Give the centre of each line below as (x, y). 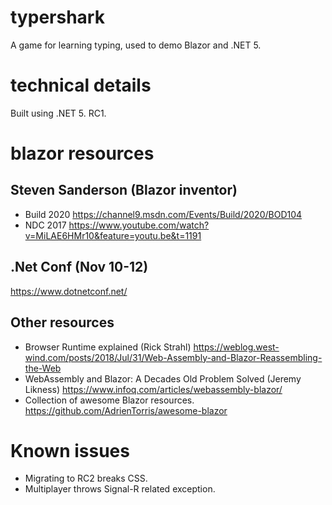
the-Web (43, 368)
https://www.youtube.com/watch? (139, 225)
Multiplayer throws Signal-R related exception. (120, 489)
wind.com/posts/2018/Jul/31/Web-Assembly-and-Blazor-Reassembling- (173, 357)
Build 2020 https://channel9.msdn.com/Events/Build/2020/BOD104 (163, 214)
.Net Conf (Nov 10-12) (79, 267)
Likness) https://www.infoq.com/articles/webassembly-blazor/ (153, 389)
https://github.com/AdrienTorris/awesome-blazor (126, 410)
